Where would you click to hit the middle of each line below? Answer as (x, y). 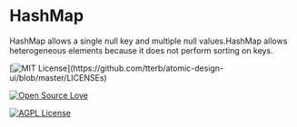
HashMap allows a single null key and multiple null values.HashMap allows (148, 41)
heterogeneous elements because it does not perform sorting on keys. (142, 50)
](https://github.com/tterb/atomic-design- (145, 68)
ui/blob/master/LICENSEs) (58, 77)
